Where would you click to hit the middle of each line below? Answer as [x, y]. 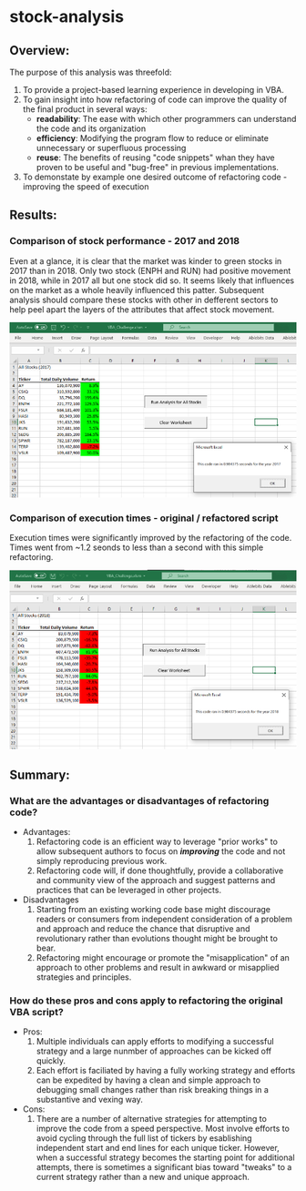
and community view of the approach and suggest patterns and [156, 881]
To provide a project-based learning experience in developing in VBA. [153, 90]
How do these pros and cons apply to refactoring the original [147, 1001]
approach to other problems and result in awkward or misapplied [158, 968]
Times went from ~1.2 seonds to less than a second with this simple [137, 547]
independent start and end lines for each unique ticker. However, [158, 1148]
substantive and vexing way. [89, 1100]
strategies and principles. [84, 977]
